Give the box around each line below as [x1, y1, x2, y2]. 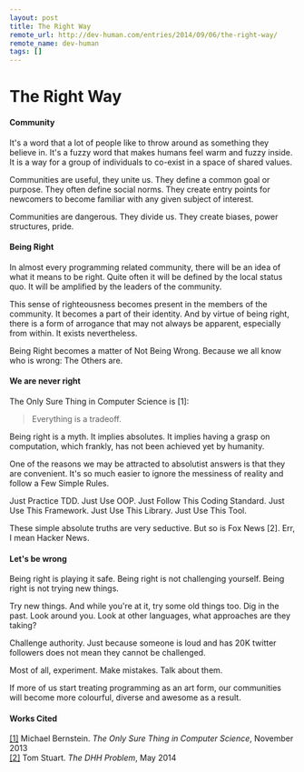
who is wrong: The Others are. [9, 355, 123, 366]
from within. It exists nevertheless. [9, 327, 138, 338]
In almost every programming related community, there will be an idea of [9, 261, 281, 273]
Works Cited [9, 713, 57, 724]
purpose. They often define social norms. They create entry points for [9, 184, 270, 195]
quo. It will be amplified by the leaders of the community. [9, 281, 222, 292]
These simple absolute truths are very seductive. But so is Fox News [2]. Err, [9, 522, 296, 533]
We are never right [9, 376, 82, 386]
